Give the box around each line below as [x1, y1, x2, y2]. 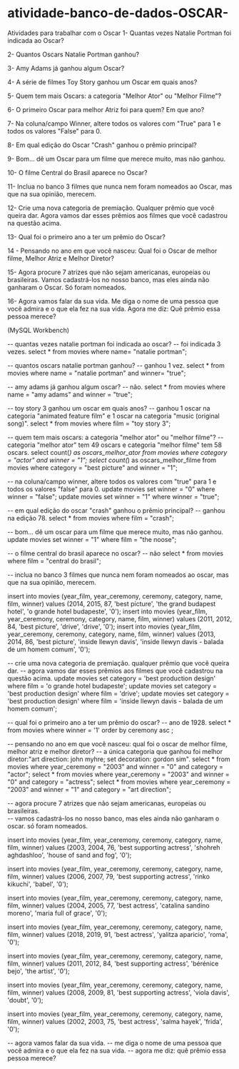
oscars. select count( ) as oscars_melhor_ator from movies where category [7, 448, 228, 456]
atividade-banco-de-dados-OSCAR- [7, 5, 229, 21]
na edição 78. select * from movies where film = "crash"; [7, 513, 175, 522]
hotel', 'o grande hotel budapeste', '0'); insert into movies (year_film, [7, 607, 208, 616]
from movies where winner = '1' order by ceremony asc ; [7, 726, 173, 734]
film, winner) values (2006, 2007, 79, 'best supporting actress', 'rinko [7, 872, 210, 880]
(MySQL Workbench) [7, 326, 70, 334]
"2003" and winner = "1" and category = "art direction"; [7, 785, 171, 793]
